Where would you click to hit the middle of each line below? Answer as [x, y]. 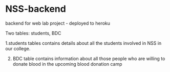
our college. [18, 48]
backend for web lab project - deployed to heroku [58, 23]
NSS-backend [36, 9]
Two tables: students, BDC [33, 33]
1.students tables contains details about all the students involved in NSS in [83, 43]
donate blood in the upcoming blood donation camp [67, 64]
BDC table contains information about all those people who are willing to [89, 58]
